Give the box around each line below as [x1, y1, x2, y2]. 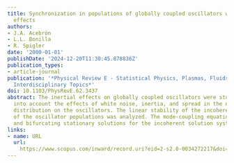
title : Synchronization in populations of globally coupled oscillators [7, 10, 223, 17]
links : [7, 126, 26, 133]
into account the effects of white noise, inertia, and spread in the [13, 101, 223, 108]
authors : [7, 23, 33, 30]
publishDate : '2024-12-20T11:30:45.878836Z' [7, 55, 139, 62]
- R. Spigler [7, 42, 45, 49]
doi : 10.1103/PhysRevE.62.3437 [7, 87, 98, 94]
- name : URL [7, 132, 42, 139]
